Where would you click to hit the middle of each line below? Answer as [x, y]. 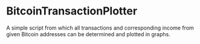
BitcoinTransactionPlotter [72, 11]
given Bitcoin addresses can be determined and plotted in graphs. [88, 34]
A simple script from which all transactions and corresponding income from [100, 28]
